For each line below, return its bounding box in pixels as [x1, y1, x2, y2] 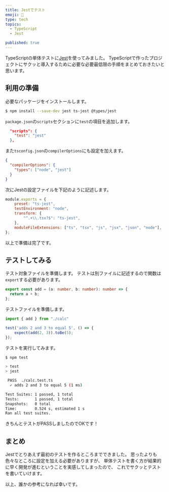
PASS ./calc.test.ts [7, 378, 53, 383]
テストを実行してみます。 [5, 345, 58, 351]
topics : [5, 21, 22, 27]
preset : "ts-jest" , [14, 201, 56, 206]
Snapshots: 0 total [5, 401, 51, 407]
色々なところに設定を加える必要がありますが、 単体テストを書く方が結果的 [5, 458, 162, 464]
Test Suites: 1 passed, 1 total [5, 392, 73, 397]
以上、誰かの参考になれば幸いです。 [5, 481, 80, 487]
